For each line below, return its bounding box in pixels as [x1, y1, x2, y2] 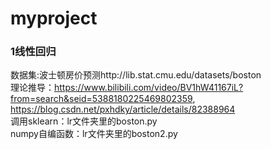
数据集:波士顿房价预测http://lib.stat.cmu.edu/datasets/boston [10, 69, 262, 81]
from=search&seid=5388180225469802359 [10, 93, 193, 105]
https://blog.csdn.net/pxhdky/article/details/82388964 [10, 103, 236, 116]
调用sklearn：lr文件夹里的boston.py [10, 115, 158, 127]
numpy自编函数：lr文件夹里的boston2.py [10, 128, 178, 140]
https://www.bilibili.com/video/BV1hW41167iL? [54, 82, 244, 94]
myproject [10, 7, 98, 30]
